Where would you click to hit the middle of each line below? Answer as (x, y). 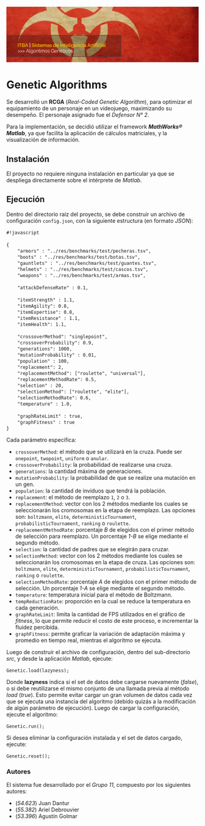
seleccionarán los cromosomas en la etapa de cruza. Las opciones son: (105, 562)
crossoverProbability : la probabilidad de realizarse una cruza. (94, 464)
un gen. (25, 484)
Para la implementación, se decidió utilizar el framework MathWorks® (95, 127)
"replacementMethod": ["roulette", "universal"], (82, 373)
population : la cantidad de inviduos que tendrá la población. (91, 491)
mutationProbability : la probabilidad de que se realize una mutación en (105, 477)
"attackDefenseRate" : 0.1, (53, 288)
